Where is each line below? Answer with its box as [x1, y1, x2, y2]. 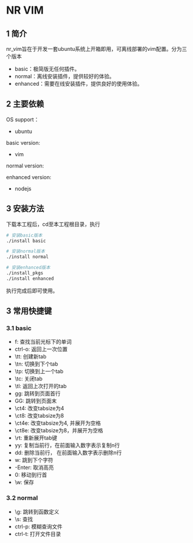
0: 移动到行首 [14, 471, 47, 479]
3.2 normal [6, 494, 38, 502]
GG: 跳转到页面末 [14, 397, 57, 405]
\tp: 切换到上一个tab [14, 368, 64, 375]
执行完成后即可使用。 [6, 287, 58, 294]
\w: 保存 [14, 479, 34, 486]
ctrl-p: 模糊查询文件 [14, 523, 63, 530]
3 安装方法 [6, 203, 44, 214]
